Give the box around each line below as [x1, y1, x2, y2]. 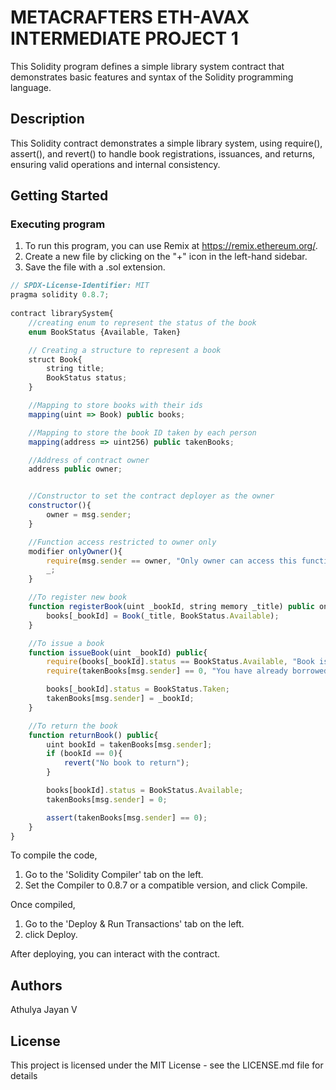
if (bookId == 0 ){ [46, 749, 123, 759]
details [10, 1070, 38, 1082]
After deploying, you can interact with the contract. [10, 948, 220, 960]
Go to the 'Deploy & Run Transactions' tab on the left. [24, 918, 245, 930]
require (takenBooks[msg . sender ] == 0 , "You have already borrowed [46, 666, 329, 676]
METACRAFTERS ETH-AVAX [10, 6, 250, 29]
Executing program [10, 217, 106, 231]
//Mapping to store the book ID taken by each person [28, 427, 257, 438]
